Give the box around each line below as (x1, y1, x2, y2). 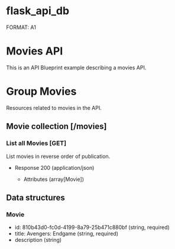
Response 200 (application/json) (14, 164, 95, 171)
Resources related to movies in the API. (6, 104, 102, 111)
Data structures (6, 192, 65, 202)
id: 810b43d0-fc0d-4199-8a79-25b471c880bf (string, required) (14, 224, 170, 231)
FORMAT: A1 (6, 24, 37, 31)
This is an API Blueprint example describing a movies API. (6, 64, 147, 71)
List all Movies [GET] (6, 139, 67, 147)
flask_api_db (6, 4, 70, 18)
